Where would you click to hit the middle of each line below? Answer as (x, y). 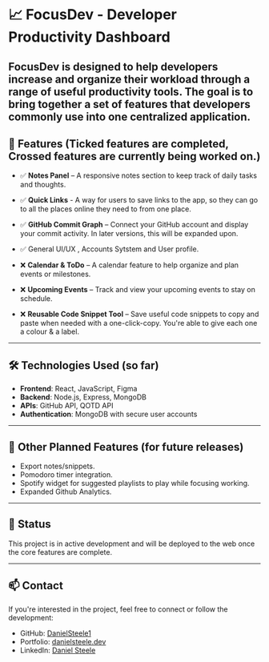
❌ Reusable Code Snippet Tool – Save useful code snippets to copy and (139, 314)
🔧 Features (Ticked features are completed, (118, 144)
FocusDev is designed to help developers (113, 67)
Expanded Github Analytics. (66, 491)
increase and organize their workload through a (129, 79)
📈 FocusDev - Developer (93, 15)
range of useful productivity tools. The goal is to (131, 92)
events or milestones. (55, 274)
